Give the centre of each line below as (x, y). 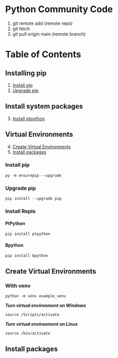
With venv (18, 285)
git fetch (21, 28)
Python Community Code (59, 9)
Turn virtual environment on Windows (46, 305)
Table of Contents (43, 55)
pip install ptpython (28, 234)
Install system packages (44, 106)
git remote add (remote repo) (42, 23)
